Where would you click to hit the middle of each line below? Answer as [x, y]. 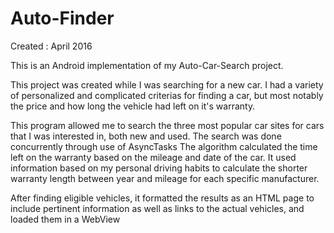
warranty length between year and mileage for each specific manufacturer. [165, 178]
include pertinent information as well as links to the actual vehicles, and [157, 208]
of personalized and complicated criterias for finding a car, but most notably [167, 95]
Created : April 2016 [51, 46]
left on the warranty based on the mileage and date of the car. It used [153, 157]
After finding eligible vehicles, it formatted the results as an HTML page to [162, 198]
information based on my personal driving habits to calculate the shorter [159, 168]
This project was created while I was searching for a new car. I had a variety [167, 84]
